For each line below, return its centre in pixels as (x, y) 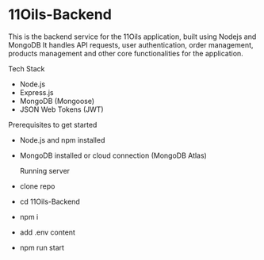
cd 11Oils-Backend (50, 201)
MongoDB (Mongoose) (57, 101)
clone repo (37, 186)
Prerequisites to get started (53, 124)
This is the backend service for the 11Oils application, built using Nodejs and (132, 36)
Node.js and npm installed (62, 140)
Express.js (36, 92)
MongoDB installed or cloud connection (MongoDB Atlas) (113, 155)
